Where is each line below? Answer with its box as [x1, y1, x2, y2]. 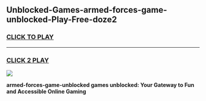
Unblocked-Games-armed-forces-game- [6, 5, 167, 15]
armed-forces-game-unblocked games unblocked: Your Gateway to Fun [6, 81, 194, 88]
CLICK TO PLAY [6, 33, 54, 42]
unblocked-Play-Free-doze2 [6, 15, 118, 25]
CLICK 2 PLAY [6, 56, 49, 64]
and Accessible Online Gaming [6, 88, 86, 95]
